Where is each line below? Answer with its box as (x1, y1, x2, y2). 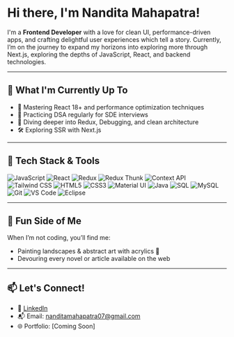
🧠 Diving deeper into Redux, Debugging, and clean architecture (17, 117, 199, 126)
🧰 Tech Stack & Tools (7, 155, 100, 167)
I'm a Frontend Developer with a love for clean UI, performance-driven (7, 28, 211, 36)
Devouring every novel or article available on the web (17, 255, 171, 263)
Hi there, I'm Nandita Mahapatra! (7, 5, 201, 21)
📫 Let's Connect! (7, 282, 85, 294)
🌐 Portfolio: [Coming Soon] (17, 322, 95, 331)
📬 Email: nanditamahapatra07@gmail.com (17, 312, 141, 320)
